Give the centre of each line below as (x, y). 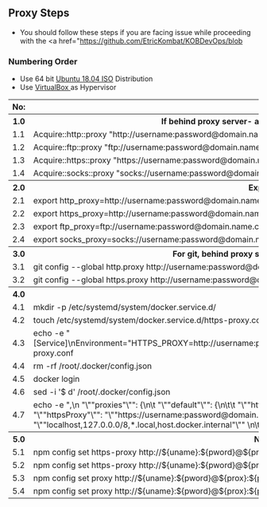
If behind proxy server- (207, 121)
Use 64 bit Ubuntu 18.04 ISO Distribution (86, 79)
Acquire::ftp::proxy (68, 147)
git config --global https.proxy (91, 280)
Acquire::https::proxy (72, 160)
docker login (56, 379)
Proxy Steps (39, 13)
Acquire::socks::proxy (74, 173)
